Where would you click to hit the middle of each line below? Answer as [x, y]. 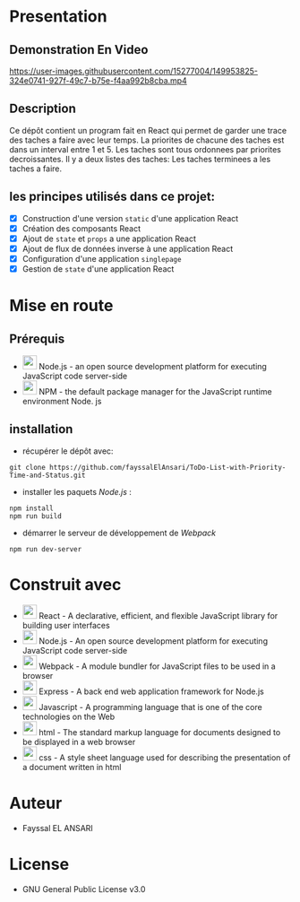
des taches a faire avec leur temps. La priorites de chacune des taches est [147, 140]
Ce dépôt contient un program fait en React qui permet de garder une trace [148, 130]
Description [43, 109]
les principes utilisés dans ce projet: [112, 197]
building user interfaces [66, 625]
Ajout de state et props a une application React [109, 239]
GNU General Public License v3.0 [84, 889]
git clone [28, 467]
